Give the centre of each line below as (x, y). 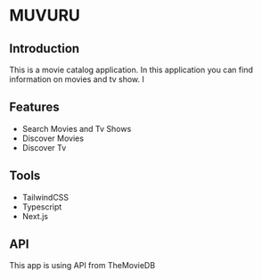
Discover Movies (53, 138)
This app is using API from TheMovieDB (82, 266)
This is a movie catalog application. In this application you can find (131, 70)
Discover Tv (44, 147)
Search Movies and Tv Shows (77, 128)
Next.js (35, 216)
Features (34, 107)
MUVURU (45, 16)
